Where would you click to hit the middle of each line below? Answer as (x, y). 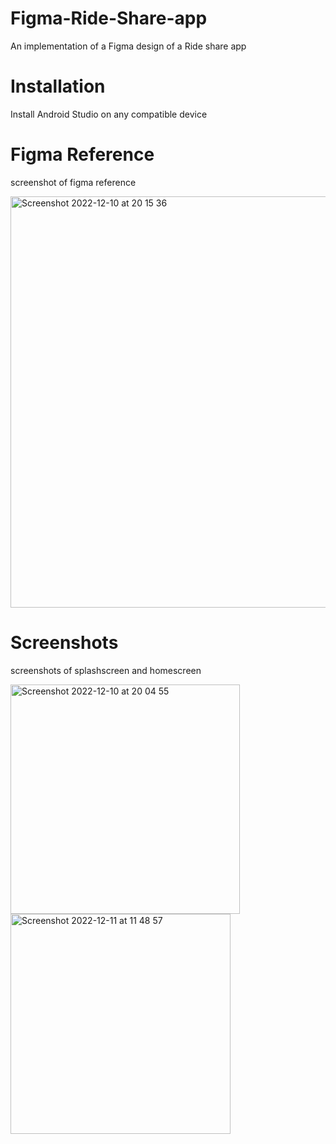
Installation (58, 86)
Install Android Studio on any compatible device (109, 114)
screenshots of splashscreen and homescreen (106, 670)
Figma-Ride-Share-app (109, 18)
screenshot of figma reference (73, 182)
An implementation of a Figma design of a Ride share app (128, 46)
